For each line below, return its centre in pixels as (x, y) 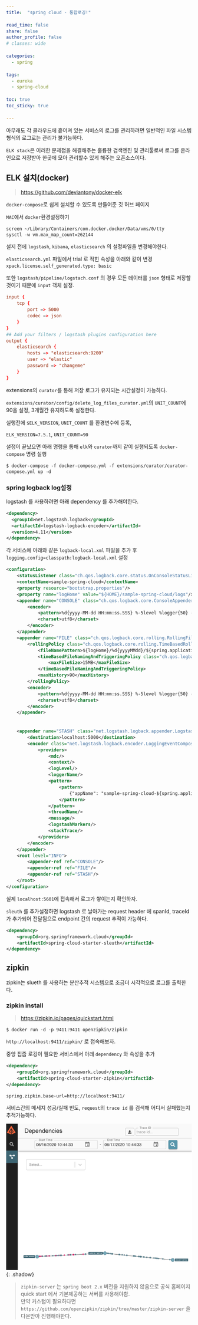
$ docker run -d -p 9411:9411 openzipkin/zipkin (67, 1030)
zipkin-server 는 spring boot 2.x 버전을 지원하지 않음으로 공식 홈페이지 (105, 1286)
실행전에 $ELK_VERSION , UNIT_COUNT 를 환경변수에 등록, (69, 422)
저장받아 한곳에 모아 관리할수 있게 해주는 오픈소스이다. (84, 157)
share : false (22, 31)
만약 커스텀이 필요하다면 (48, 1301)
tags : (13, 75)
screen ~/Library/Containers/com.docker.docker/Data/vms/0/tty (85, 229)
